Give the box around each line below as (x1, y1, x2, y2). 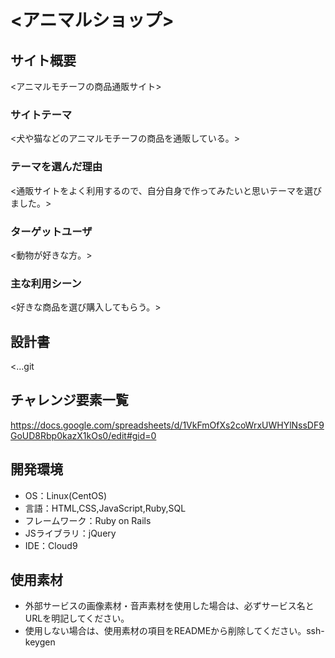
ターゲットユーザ (10, 224, 93, 238)
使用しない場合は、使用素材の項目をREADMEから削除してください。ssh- (24, 625, 325, 637)
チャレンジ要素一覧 (10, 392, 129, 409)
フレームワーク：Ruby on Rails (24, 514, 152, 526)
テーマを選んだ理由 (10, 160, 103, 174)
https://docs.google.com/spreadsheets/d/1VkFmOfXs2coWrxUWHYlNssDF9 (10, 419, 325, 431)
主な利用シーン (10, 276, 82, 290)
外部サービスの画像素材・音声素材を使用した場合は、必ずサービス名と (24, 600, 315, 612)
